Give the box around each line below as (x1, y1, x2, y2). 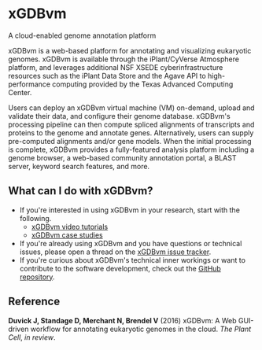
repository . (19, 272, 55, 282)
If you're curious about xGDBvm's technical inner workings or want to (19, 255, 246, 264)
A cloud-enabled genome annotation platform (8, 31, 157, 40)
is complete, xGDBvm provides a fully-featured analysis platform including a (8, 145, 255, 154)
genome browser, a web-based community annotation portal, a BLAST (8, 153, 237, 162)
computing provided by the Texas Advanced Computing (52, 79, 234, 89)
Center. (8, 87, 32, 97)
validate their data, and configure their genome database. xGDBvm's (8, 111, 231, 120)
